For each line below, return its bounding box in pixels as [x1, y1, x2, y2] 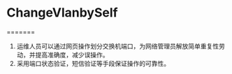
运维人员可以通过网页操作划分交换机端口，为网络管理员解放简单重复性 [16, 41, 219, 50]
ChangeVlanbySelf [6, 5, 118, 21]
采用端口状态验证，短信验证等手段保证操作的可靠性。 [16, 59, 171, 67]
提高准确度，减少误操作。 [35, 50, 109, 59]
